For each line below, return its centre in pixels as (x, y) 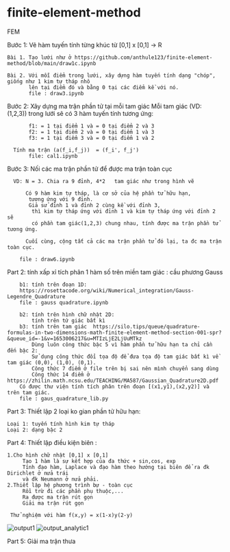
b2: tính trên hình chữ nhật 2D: (67, 314)
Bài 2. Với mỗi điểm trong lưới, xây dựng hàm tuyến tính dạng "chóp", (111, 75)
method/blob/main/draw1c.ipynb (52, 63)
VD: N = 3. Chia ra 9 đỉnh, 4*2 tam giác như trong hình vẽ (104, 181)
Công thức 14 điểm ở (61, 374)
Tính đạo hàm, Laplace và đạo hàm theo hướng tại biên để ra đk (116, 467)
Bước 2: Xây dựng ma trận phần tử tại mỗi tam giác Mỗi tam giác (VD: (104, 106)
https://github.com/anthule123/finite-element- (143, 57)
